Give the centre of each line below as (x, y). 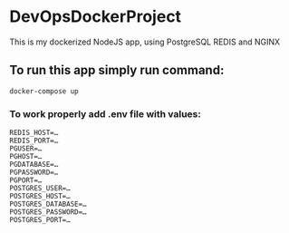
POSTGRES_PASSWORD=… (48, 212)
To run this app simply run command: (117, 70)
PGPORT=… (26, 180)
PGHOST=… (26, 157)
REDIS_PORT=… (34, 141)
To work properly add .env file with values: (105, 113)
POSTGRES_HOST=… (40, 197)
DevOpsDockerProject (96, 17)
